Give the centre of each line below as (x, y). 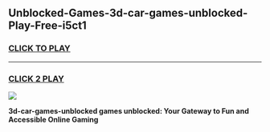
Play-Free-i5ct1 (47, 26)
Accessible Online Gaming (53, 119)
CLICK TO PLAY (39, 49)
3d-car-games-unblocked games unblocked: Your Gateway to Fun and (129, 110)
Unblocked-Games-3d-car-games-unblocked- (128, 13)
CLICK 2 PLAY (36, 78)
